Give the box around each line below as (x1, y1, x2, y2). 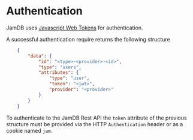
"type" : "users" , (38, 64, 82, 70)
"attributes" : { (38, 70, 79, 76)
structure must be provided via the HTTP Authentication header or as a (6, 120, 183, 127)
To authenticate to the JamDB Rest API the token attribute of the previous (6, 114, 187, 121)
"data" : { (28, 53, 52, 59)
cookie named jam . (6, 127, 53, 134)
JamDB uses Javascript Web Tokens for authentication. (6, 24, 143, 31)
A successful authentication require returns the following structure (6, 35, 170, 43)
